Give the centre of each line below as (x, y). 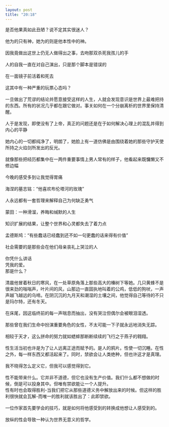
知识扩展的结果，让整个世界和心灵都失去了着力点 (56, 224)
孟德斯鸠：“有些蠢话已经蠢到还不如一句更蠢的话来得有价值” (67, 235)
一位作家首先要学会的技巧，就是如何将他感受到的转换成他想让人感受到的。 (82, 408)
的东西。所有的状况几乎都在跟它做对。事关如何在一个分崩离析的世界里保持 (82, 105)
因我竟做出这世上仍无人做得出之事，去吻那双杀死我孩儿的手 (67, 53)
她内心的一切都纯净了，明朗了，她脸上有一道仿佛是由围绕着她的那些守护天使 (84, 141)
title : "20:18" (21, 15)
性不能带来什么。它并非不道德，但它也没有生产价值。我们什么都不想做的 (80, 377)
